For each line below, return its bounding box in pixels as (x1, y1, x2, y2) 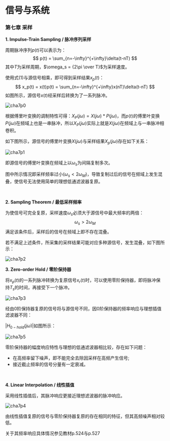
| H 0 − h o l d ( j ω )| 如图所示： (5, 323, 56, 330)
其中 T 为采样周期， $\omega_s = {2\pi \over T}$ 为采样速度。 (5, 64, 130, 70)
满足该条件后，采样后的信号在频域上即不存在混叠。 (5, 228, 112, 234)
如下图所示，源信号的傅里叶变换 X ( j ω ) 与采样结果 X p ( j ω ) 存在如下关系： (5, 138, 149, 145)
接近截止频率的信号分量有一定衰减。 (12, 362, 89, 368)
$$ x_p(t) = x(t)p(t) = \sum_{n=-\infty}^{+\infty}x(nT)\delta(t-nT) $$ (15, 84, 155, 90)
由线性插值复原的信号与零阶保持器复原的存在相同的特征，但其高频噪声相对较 (5, 413, 165, 419)
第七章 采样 (5, 24, 33, 31)
